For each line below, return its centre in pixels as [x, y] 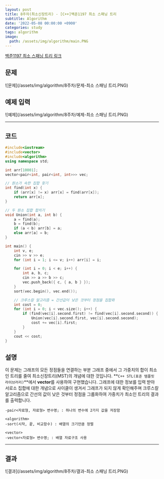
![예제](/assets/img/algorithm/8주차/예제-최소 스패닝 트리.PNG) [67, 115]
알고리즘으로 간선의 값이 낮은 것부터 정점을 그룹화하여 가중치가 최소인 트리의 [77, 394]
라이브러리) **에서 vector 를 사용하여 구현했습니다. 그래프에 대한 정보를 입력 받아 [80, 382]
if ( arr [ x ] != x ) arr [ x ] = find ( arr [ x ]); [57, 192]
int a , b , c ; [36, 273]
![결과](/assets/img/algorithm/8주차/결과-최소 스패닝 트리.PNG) [67, 471]
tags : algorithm [21, 32]
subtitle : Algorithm [26, 19]
